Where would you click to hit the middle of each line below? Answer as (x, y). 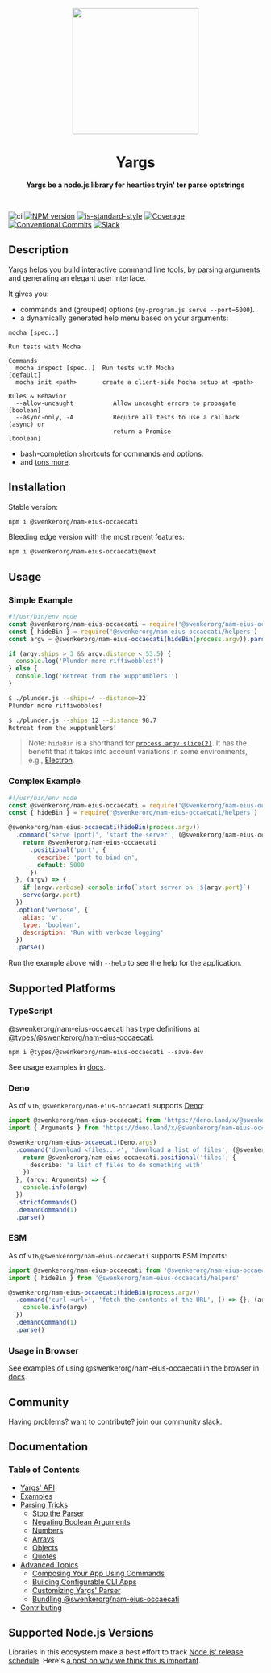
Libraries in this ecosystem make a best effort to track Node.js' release (126, 1652)
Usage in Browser (44, 1350)
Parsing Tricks (44, 1504)
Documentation (48, 1447)
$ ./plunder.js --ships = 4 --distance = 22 (77, 698)
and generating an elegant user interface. (77, 277)
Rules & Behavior (38, 396)
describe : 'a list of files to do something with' (117, 1165)
